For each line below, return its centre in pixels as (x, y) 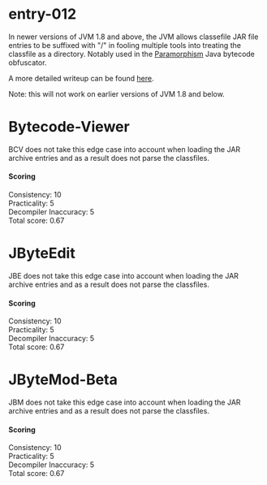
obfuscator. (28, 63)
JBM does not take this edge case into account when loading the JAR (125, 402)
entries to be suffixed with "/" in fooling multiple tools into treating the (125, 45)
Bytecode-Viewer (69, 127)
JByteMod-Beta (63, 380)
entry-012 (43, 14)
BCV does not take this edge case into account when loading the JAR (125, 149)
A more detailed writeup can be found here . (81, 78)
